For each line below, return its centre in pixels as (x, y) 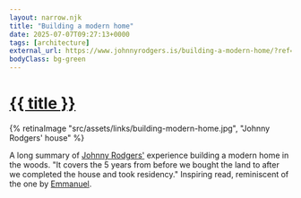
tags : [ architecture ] (50, 43)
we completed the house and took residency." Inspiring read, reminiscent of (149, 174)
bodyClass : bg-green (48, 59)
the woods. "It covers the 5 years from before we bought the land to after (144, 164)
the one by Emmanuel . (51, 184)
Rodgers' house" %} (47, 138)
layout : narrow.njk (46, 17)
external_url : (36, 51)
